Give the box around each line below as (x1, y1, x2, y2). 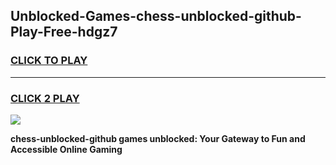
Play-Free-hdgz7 (10, 24, 118, 41)
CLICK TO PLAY (10, 54, 88, 68)
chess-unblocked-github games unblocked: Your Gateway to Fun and (10, 132, 306, 144)
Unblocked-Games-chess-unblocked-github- (10, 8, 302, 25)
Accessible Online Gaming (10, 143, 123, 155)
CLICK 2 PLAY (10, 91, 80, 105)
